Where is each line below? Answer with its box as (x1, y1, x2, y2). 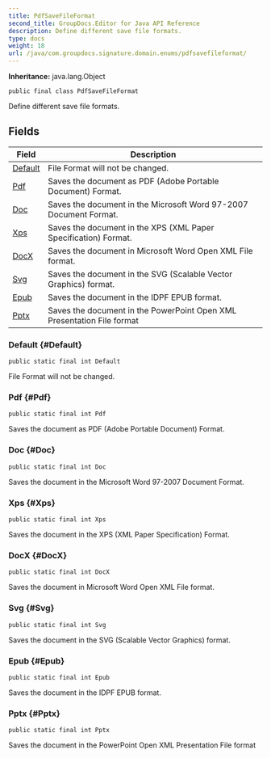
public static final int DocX (8, 568, 110, 576)
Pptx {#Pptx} (8, 708, 60, 719)
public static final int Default (8, 357, 121, 366)
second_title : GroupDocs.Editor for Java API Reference (8, 19, 200, 27)
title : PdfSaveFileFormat (8, 11, 95, 20)
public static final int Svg (8, 621, 106, 629)
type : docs (8, 34, 45, 43)
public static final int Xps (8, 516, 106, 524)
